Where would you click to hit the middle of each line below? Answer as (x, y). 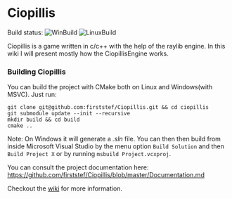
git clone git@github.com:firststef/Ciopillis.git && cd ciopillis (108, 108)
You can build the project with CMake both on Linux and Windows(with (110, 87)
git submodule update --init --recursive (69, 114)
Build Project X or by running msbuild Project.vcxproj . (89, 154)
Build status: (25, 32)
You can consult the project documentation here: (78, 167)
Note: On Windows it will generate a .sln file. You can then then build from (114, 139)
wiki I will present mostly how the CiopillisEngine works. (88, 53)
